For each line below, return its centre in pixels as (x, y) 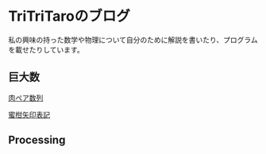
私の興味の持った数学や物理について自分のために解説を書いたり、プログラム (133, 40)
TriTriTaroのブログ (69, 16)
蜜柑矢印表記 (29, 114)
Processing (37, 140)
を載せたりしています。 (46, 49)
